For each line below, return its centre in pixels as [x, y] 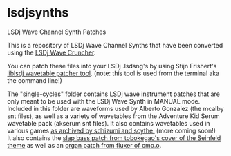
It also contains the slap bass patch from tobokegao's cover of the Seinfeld [114, 138]
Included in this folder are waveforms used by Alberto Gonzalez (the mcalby [115, 108]
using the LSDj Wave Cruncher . [52, 52]
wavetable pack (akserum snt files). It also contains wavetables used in [109, 123]
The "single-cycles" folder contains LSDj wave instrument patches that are [113, 94]
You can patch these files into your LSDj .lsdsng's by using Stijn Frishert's [112, 66]
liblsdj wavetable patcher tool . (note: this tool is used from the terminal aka [113, 73]
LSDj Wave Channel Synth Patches [57, 32]
